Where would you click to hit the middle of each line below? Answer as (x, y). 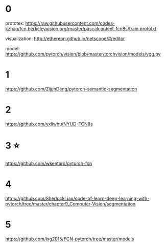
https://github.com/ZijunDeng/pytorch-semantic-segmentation (71, 89)
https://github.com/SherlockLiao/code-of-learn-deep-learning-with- (77, 198)
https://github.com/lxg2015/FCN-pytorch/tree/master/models (70, 239)
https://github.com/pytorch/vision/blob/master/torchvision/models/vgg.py (83, 54)
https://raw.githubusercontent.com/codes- (70, 23)
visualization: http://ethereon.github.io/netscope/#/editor (65, 39)
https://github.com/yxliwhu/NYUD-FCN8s (49, 124)
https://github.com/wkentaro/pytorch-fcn (49, 163)
